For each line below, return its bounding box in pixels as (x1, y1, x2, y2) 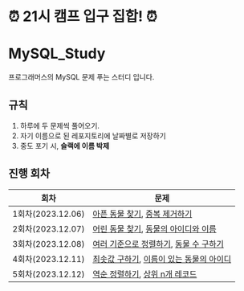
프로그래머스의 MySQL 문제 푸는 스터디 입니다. (8, 72, 155, 82)
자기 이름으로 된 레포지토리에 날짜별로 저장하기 (19, 130, 166, 141)
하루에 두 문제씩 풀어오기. (19, 121, 100, 130)
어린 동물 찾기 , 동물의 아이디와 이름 (91, 223, 217, 234)
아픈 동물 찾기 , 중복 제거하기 (91, 208, 193, 219)
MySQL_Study (8, 45, 106, 63)
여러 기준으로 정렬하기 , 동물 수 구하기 (91, 238, 225, 249)
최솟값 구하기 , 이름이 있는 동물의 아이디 (91, 253, 231, 264)
